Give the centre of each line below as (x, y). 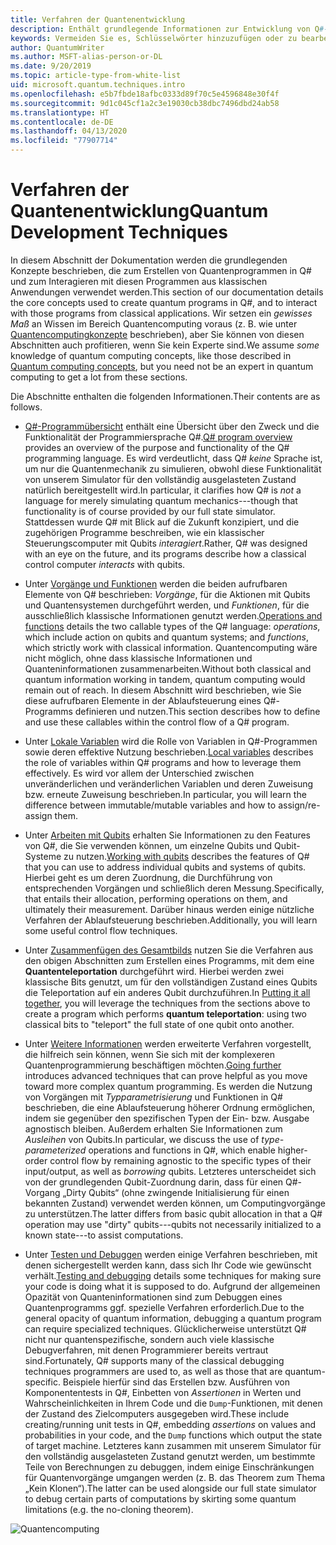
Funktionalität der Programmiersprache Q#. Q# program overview (158, 437)
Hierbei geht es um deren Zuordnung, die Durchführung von (148, 877)
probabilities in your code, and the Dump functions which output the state (173, 1435)
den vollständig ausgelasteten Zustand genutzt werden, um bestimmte (170, 1456)
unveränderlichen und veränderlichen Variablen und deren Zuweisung (169, 783)
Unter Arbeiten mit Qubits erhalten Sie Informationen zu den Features (167, 835)
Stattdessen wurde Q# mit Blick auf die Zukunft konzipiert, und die (162, 522)
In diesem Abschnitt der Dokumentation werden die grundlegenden (149, 260)
